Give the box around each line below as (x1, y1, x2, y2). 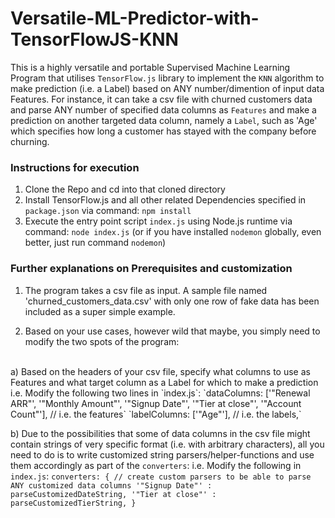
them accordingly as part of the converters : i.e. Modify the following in (10, 459, 302, 471)
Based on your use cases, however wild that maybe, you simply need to (24, 325, 321, 337)
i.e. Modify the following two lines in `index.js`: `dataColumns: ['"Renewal (10, 387, 311, 399)
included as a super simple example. (24, 305, 176, 317)
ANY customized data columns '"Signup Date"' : (10, 480, 213, 491)
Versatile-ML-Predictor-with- (10, 7, 260, 30)
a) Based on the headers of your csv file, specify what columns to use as (10, 365, 311, 377)
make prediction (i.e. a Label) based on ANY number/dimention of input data (10, 82, 325, 94)
